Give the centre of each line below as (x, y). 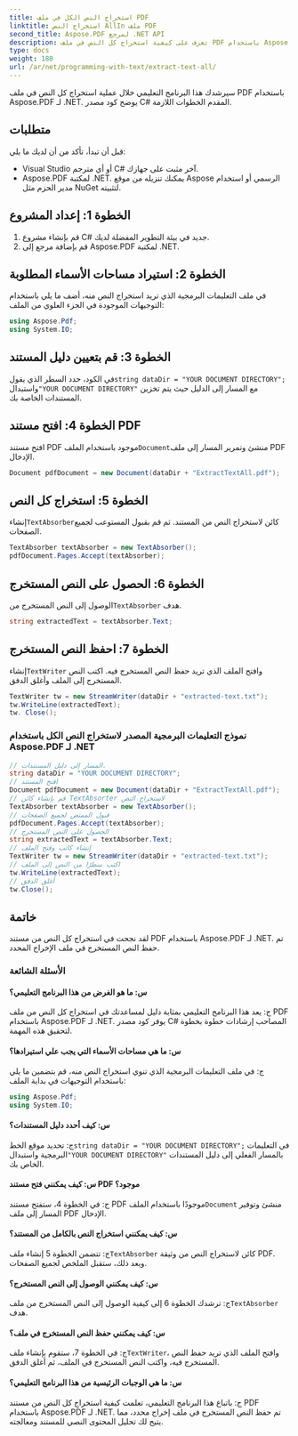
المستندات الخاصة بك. (46, 398)
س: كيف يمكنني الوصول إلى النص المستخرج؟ (84, 1283)
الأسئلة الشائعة (37, 971)
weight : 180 (31, 59)
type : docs (29, 51)
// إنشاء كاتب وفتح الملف (50, 848)
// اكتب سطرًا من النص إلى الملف (64, 865)
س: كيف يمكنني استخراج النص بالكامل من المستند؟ (93, 1234)
